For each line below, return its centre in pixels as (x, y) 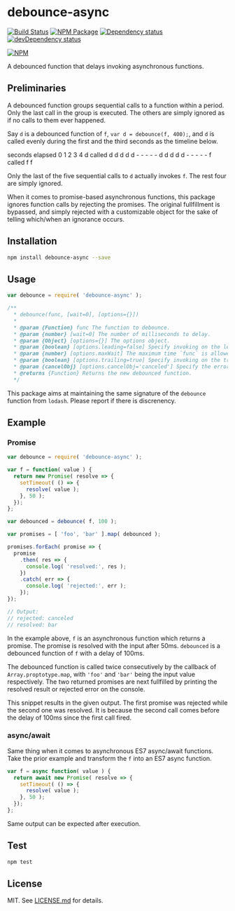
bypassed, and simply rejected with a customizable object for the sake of (113, 212)
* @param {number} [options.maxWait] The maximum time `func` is (111, 354)
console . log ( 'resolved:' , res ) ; (76, 566)
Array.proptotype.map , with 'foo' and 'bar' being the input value (101, 674)
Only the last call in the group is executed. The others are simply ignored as (116, 112)
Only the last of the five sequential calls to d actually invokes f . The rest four (117, 175)
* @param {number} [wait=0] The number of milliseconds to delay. (112, 334)
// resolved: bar (33, 625)
